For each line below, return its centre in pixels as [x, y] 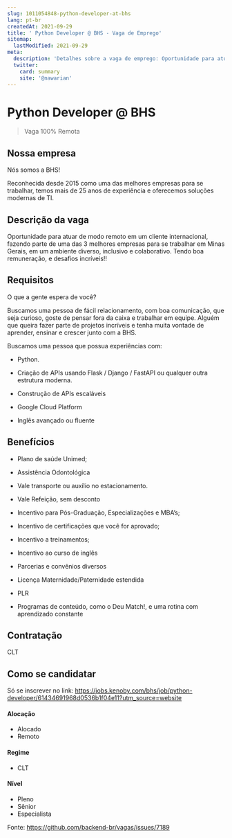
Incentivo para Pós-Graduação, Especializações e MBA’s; [98, 512]
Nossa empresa [41, 153]
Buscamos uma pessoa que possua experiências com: [85, 346]
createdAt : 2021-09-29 [40, 26]
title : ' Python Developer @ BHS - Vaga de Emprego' [85, 33]
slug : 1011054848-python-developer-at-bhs [69, 14]
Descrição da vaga [48, 220]
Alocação [21, 713]
